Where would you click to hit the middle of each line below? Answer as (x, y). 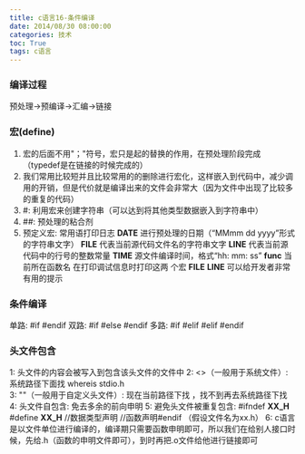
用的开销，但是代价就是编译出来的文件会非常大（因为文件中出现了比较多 (157, 188)
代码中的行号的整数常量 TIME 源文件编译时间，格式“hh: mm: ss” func (152, 256)
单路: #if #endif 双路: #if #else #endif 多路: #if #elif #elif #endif (127, 325)
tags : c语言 (30, 52)
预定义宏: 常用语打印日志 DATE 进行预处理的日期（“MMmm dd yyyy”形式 (158, 233)
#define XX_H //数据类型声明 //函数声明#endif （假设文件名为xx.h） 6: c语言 (152, 418)
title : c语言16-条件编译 (52, 18)
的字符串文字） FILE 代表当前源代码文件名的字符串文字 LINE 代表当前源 (155, 244)
